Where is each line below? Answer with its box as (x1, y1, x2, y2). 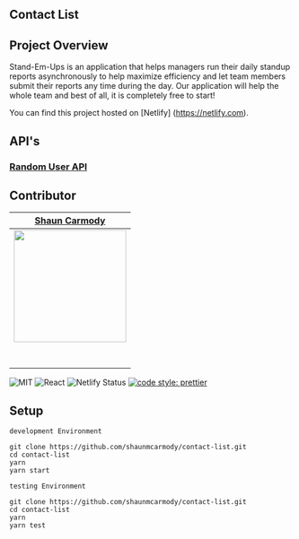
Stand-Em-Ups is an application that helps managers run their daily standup (9, 62, 290, 73)
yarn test (9, 521, 47, 530)
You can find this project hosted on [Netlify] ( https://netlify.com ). (9, 108, 249, 118)
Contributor (9, 187, 76, 203)
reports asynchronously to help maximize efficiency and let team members (9, 71, 286, 82)
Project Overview (9, 38, 109, 53)
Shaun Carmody (34, 214, 106, 227)
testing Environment (9, 482, 87, 491)
